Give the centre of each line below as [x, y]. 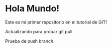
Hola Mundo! [32, 9]
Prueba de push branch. [30, 41]
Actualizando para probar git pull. [39, 31]
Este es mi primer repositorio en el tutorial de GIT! [56, 22]
